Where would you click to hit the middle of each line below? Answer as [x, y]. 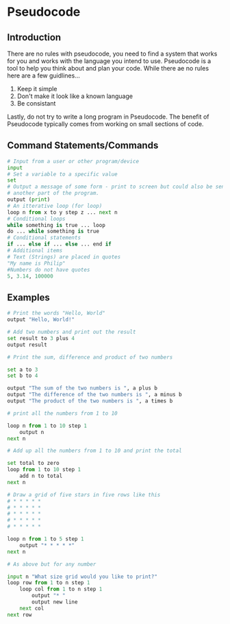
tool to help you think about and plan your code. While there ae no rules [108, 68]
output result [27, 345]
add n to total [41, 476]
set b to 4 [23, 376]
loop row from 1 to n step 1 [49, 583]
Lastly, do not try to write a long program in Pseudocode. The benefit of [108, 117]
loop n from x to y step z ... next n [62, 212]
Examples [28, 297]
